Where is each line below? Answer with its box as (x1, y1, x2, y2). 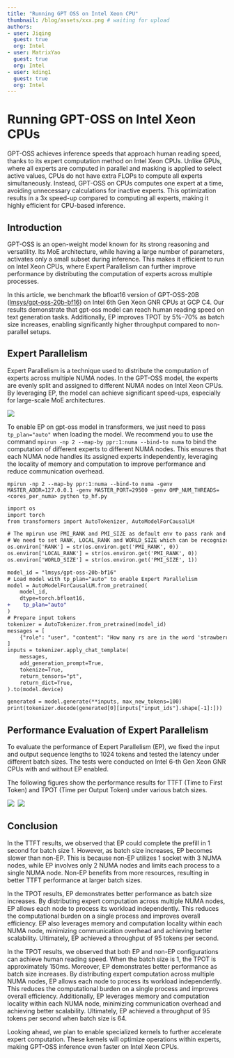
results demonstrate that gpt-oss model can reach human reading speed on (7, 305, 225, 314)
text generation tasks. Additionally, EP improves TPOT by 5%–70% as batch (7, 313, 225, 321)
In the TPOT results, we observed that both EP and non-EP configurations (7, 947, 219, 955)
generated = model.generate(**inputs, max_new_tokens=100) (7, 698, 182, 705)
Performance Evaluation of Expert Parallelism (7, 724, 209, 736)
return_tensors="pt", (19, 672, 82, 680)
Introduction (7, 221, 63, 234)
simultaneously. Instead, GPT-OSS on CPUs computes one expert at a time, (7, 179, 224, 188)
